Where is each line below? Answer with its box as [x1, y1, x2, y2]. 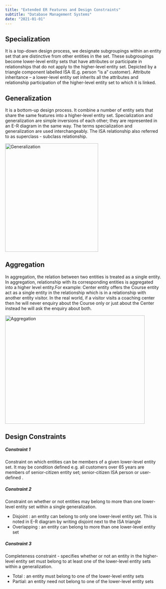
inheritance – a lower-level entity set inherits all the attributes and [5, 74, 139, 80]
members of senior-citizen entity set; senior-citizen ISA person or [5, 470, 139, 475]
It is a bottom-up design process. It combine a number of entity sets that [5, 107, 154, 113]
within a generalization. [5, 564, 53, 570]
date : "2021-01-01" [5, 16, 46, 21]
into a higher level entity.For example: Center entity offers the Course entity [5, 284, 159, 290]
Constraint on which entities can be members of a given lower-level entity [5, 459, 156, 465]
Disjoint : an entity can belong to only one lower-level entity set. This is [12, 514, 157, 520]
